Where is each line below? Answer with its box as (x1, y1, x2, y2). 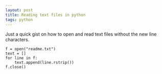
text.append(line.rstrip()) (14, 60, 74, 65)
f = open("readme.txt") (5, 47, 56, 52)
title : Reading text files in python (5, 12, 86, 17)
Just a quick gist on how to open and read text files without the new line (5, 31, 157, 38)
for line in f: (5, 55, 38, 61)
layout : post (5, 7, 33, 13)
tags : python (5, 17, 33, 22)
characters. (5, 36, 30, 43)
